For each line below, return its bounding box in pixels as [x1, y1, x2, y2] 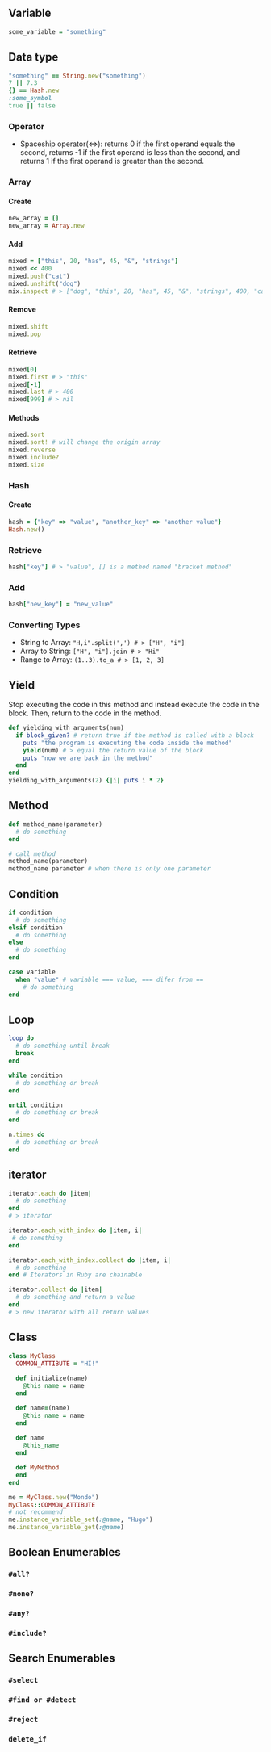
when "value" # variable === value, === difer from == [15, 975, 204, 983]
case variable [8, 968, 56, 976]
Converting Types [8, 619, 81, 631]
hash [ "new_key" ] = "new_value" [8, 601, 114, 609]
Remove [8, 304, 36, 314]
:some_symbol [8, 94, 52, 103]
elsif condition [8, 924, 63, 932]
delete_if [8, 1735, 47, 1744]
